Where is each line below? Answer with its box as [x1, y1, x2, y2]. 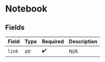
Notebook [5, 3, 48, 15]
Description [68, 38, 98, 45]
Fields [5, 23, 25, 32]
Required [42, 38, 64, 45]
